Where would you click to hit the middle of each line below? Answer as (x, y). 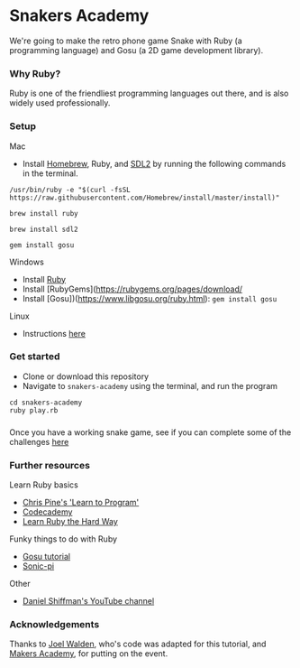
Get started (35, 357)
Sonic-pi (38, 566)
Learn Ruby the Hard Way (70, 522)
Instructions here (54, 333)
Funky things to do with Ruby (64, 539)
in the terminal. (50, 173)
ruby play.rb (34, 410)
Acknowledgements (55, 624)
